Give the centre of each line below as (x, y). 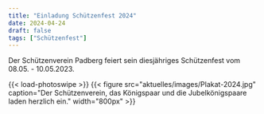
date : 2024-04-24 (37, 23)
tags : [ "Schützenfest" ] (48, 38)
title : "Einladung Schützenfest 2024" (72, 16)
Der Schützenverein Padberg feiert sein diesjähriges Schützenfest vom (124, 61)
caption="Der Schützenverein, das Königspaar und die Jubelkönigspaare (128, 93)
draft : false (30, 30)
